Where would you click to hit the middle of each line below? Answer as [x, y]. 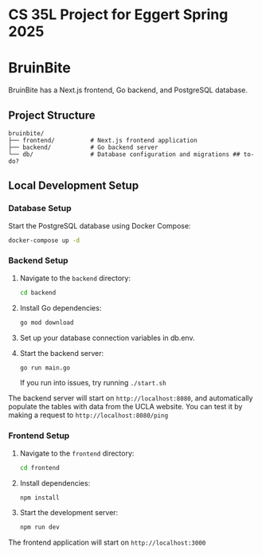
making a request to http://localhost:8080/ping [88, 415]
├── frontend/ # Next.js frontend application [103, 140]
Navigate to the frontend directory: [77, 453]
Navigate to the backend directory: [75, 278]
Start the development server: [69, 513]
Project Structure [52, 115]
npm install [39, 498]
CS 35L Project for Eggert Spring [118, 15]
